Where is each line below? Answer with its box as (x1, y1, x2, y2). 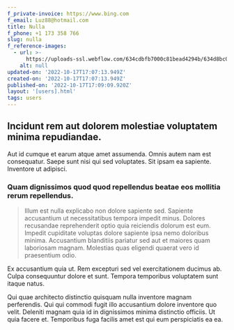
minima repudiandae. (7, 131, 102, 143)
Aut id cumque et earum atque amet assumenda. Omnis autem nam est (7, 149, 211, 158)
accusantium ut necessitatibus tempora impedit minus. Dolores (24, 214, 205, 223)
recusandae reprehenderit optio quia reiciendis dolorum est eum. (24, 221, 211, 230)
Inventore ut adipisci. (7, 165, 68, 173)
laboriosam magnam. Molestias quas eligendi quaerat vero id (24, 243, 200, 252)
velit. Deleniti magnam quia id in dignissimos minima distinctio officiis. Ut (7, 308, 216, 316)
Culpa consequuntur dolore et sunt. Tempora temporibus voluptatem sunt (7, 272, 219, 280)
